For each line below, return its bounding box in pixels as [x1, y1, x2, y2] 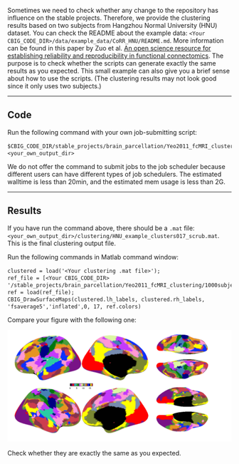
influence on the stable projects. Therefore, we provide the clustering [7, 14, 211, 22]
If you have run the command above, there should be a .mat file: [7, 224, 195, 232]
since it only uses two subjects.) [7, 82, 102, 90]
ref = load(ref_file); [7, 289, 75, 296]
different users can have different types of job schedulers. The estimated [7, 170, 222, 178]
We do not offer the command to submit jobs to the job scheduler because [7, 162, 225, 170]
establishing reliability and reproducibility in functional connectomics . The [7, 51, 224, 60]
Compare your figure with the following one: [7, 315, 137, 324]
